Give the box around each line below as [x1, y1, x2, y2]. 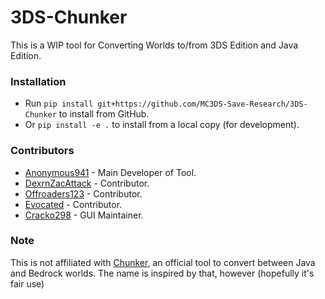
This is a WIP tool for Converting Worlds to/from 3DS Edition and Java [10, 39, 299, 51]
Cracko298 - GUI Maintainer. [24, 209, 144, 221]
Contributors [10, 144, 75, 158]
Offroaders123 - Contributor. [24, 187, 143, 200]
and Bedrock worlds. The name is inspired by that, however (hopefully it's [10, 267, 315, 279]
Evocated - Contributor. [24, 198, 123, 210]
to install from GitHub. [58, 108, 150, 120]
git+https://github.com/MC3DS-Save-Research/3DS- [97, 99, 308, 110]
